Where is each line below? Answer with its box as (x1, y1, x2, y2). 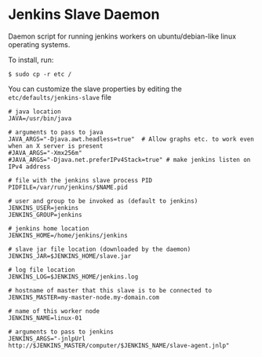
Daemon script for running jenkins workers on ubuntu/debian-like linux (8, 31, 237, 41)
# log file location (8, 266, 76, 274)
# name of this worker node (8, 307, 100, 315)
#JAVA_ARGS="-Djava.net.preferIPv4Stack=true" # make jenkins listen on (8, 156, 251, 164)
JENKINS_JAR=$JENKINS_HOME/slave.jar (8, 252, 132, 260)
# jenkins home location (8, 224, 89, 233)
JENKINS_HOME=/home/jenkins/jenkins (8, 231, 128, 239)
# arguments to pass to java (8, 128, 104, 136)
